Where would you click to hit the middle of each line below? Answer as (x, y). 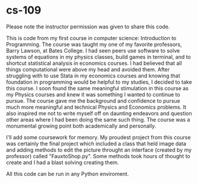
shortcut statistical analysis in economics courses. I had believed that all (94, 63)
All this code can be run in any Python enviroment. (67, 174)
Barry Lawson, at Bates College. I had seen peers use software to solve (93, 50)
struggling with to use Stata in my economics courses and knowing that (93, 76)
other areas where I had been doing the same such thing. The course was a (98, 119)
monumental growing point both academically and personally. (81, 126)
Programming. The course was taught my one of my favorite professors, (94, 44)
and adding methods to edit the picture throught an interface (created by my (99, 150)
